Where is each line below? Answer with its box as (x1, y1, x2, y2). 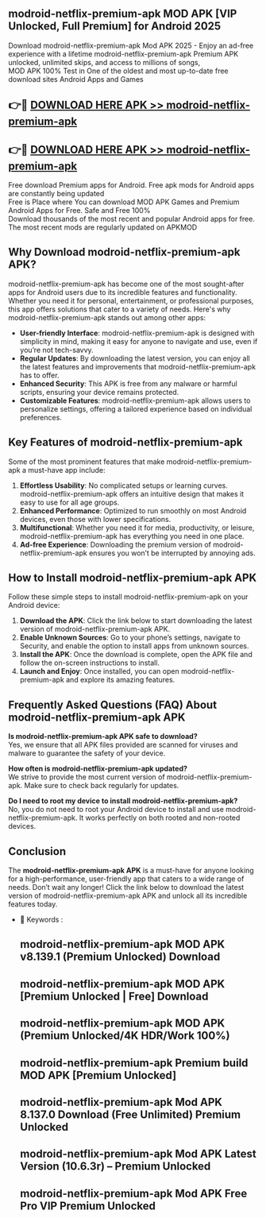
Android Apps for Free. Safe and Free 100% (8, 206, 151, 215)
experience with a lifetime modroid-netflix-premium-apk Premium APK (8, 48, 239, 59)
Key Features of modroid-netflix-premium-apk (8, 435, 244, 449)
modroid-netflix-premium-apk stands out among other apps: (8, 312, 206, 322)
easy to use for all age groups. (19, 497, 120, 507)
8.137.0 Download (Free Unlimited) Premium (19, 1108, 241, 1122)
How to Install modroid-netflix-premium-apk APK (8, 571, 257, 585)
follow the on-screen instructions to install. (19, 658, 160, 667)
